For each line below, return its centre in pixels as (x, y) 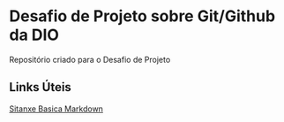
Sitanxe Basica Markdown (56, 109)
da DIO (34, 35)
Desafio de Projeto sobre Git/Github (142, 16)
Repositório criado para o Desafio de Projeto (90, 59)
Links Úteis (41, 87)
